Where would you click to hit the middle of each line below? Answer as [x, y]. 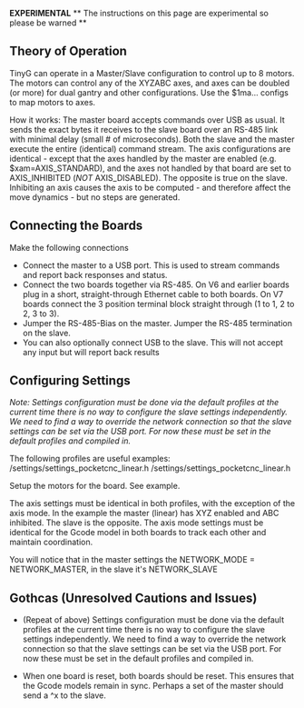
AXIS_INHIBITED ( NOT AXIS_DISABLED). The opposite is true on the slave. [149, 177]
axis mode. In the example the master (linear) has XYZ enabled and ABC [144, 514]
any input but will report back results [91, 352]
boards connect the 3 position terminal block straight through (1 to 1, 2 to [158, 304]
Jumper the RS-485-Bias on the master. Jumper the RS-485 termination [157, 323]
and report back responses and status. [95, 274]
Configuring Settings [70, 381]
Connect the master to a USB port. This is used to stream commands [151, 265]
